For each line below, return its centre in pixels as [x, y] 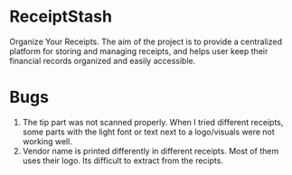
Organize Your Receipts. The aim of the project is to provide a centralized [146, 41]
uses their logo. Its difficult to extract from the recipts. [123, 161]
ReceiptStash [61, 17]
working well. [47, 141]
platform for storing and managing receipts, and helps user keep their [139, 51]
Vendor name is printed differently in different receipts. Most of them [151, 151]
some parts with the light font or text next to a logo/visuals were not [149, 132]
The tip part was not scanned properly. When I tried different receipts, [153, 122]
